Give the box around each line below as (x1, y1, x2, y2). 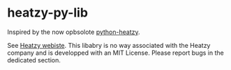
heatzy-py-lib (7, 5, 89, 21)
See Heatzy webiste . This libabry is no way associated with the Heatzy (7, 41, 211, 49)
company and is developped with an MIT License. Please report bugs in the (7, 49, 225, 57)
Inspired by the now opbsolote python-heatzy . (7, 28, 141, 36)
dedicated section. (7, 55, 61, 64)
